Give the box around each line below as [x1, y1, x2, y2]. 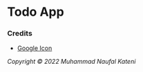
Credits [7, 29, 32, 38]
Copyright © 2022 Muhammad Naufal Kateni [7, 58, 136, 66]
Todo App [7, 4, 64, 20]
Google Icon [17, 44, 53, 52]
